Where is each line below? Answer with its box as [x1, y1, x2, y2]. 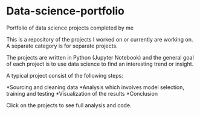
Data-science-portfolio [6, 4, 125, 18]
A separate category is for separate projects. [6, 42, 118, 49]
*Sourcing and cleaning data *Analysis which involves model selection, [6, 83, 185, 91]
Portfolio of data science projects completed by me [6, 24, 134, 31]
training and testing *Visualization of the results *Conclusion [6, 90, 158, 97]
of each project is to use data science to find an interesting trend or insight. [6, 60, 194, 67]
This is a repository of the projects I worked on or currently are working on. [6, 36, 193, 43]
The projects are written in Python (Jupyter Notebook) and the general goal [6, 54, 195, 61]
